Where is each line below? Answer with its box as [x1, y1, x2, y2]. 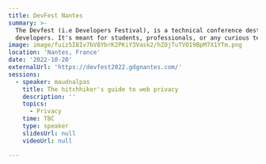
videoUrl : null [22, 136, 73, 145]
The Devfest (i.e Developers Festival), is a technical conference [15, 26, 243, 34]
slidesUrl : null [22, 129, 77, 137]
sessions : [8, 71, 41, 78]
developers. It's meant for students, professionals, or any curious [15, 33, 249, 42]
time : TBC [22, 115, 55, 123]
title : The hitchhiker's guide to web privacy [22, 85, 179, 93]
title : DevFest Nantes [8, 11, 83, 20]
